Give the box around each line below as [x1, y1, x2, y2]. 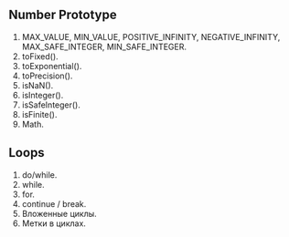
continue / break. [21, 198, 87, 209]
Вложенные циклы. [21, 208, 97, 219]
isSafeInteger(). [21, 99, 81, 110]
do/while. [21, 169, 58, 180]
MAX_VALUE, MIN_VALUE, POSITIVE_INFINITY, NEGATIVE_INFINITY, [21, 31, 281, 42]
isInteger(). [21, 89, 64, 100]
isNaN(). [21, 79, 54, 90]
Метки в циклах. [21, 218, 86, 229]
